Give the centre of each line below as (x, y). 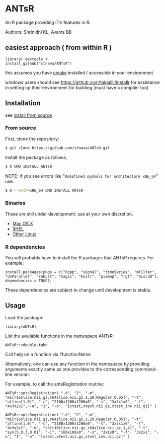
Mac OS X (23, 223)
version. (22, 374)
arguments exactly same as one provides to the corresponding (69, 369)
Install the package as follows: (36, 157)
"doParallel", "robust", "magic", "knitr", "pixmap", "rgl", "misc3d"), (82, 277)
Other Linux (24, 234)
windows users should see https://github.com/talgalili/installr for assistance (82, 82)
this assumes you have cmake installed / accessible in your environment (79, 73)
